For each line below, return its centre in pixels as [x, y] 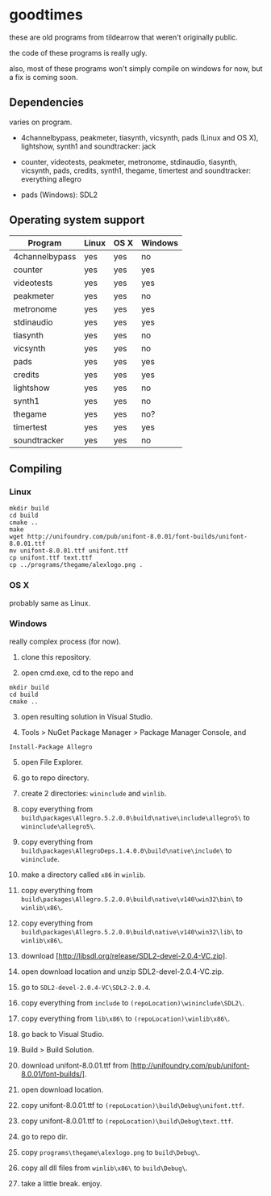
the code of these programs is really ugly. [78, 52]
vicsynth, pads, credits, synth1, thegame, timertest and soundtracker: [135, 170]
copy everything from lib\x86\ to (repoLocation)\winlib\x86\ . [125, 1018]
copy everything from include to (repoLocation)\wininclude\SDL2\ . [133, 1002]
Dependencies [46, 103]
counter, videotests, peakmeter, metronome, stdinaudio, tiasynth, [129, 162]
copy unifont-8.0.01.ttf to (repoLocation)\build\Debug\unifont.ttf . [132, 1105]
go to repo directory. [55, 778]
